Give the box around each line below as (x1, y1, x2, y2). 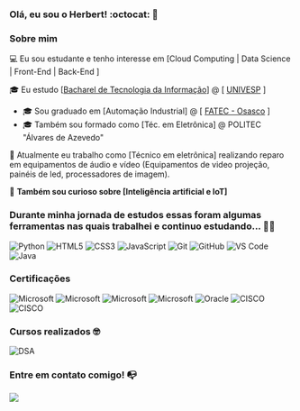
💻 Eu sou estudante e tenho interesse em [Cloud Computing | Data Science (9, 53, 291, 64)
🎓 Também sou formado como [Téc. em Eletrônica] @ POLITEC (22, 119, 261, 130)
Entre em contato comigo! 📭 (9, 369, 138, 381)
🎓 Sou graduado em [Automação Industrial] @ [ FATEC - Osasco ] (22, 105, 270, 116)
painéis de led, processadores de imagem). (9, 169, 170, 179)
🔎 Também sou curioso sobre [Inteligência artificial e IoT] (9, 187, 228, 197)
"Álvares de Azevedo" (22, 132, 105, 143)
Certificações (9, 272, 71, 285)
